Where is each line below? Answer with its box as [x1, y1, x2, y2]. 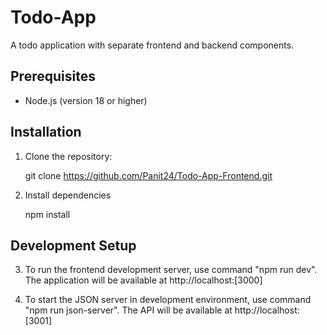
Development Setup [10, 237, 137, 254]
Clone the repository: [24, 150, 113, 162]
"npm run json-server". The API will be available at [24, 304, 233, 316]
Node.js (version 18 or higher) [24, 94, 148, 106]
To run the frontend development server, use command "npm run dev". [24, 264, 318, 276]
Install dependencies [24, 189, 112, 201]
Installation [10, 124, 82, 141]
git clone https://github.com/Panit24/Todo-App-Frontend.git [24, 169, 273, 181]
